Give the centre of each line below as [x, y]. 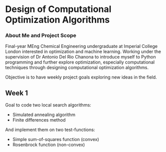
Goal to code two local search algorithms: [48, 105]
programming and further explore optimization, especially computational [80, 62]
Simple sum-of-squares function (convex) [56, 139]
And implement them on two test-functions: [50, 130]
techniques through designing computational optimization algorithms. [77, 67]
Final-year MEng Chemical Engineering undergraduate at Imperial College [81, 46]
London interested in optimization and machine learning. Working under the [83, 51]
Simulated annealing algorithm [44, 115]
